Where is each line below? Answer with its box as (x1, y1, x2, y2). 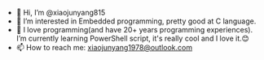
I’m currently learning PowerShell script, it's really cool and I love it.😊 (15, 33, 250, 43)
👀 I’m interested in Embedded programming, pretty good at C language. (15, 16, 257, 26)
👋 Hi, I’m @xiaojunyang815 (15, 8, 106, 17)
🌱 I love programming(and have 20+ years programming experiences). (15, 25, 253, 34)
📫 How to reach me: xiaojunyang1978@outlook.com (15, 43, 193, 52)
